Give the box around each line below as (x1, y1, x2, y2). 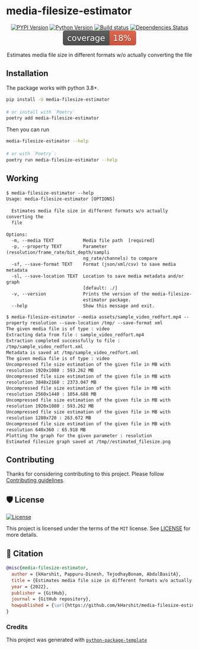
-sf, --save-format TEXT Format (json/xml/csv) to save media (11, 261, 176, 267)
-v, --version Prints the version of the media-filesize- (11, 291, 192, 297)
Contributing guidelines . (6, 477, 65, 484)
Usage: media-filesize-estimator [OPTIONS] (6, 196, 115, 202)
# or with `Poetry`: (6, 151, 57, 157)
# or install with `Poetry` (6, 109, 76, 115)
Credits (6, 622, 28, 631)
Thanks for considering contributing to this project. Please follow (6, 470, 165, 477)
